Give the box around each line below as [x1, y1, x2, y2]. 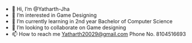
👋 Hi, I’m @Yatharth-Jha [11, 6, 70, 12]
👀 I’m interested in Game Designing [11, 12, 97, 19]
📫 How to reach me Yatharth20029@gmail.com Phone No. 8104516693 [11, 31, 186, 37]
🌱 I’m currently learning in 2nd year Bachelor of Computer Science [11, 18, 173, 24]
